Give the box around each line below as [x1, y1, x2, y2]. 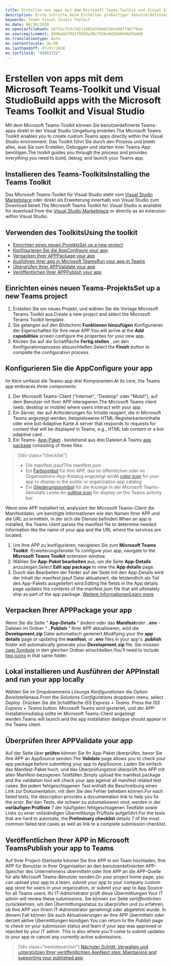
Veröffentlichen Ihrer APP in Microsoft [5, 836, 130, 844]
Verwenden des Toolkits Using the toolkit [5, 228, 138, 237]
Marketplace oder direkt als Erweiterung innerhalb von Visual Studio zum [5, 197, 159, 203]
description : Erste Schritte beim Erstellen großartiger [5, 12, 130, 17]
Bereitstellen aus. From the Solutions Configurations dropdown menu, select [5, 694, 164, 701]
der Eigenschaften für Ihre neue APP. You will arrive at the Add [12, 327, 144, 334]
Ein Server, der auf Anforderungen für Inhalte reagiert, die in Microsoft [12, 409, 161, 416]
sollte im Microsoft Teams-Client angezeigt [44, 710, 136, 717]
